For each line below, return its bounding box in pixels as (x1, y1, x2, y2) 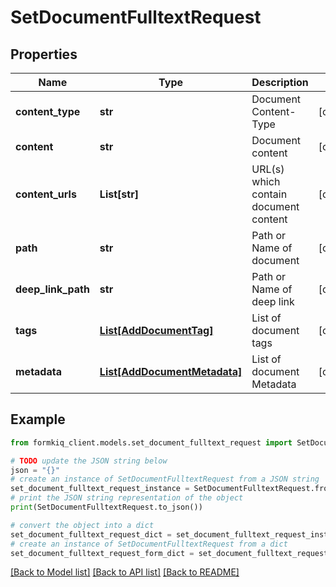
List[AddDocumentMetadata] (99, 365, 243, 378)
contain (251, 187, 288, 201)
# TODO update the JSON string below (10, 456, 168, 466)
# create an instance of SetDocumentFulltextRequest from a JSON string (10, 474, 320, 485)
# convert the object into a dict (10, 520, 155, 530)
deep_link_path (15, 282, 90, 296)
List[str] (99, 187, 139, 201)
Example (10, 411, 66, 428)
